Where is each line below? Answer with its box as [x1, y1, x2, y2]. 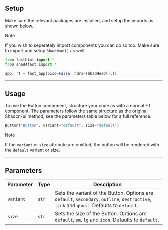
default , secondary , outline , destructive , [54, 195, 152, 202]
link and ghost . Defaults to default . [54, 202, 139, 209]
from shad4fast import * [5, 62, 57, 67]
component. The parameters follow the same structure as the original [5, 108, 148, 114]
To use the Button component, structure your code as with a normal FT [5, 103, 151, 109]
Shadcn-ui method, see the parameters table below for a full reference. [5, 113, 152, 119]
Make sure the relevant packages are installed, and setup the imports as [5, 17, 154, 23]
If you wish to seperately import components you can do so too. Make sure [5, 42, 160, 48]
